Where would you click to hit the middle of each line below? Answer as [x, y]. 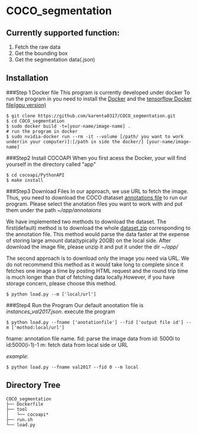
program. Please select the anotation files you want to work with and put [95, 204]
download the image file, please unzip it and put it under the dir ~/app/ [92, 246]
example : [17, 356]
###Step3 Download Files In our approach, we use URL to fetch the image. [97, 191]
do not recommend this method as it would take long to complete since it [95, 264]
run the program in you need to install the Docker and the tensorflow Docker [99, 98]
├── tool [17, 409]
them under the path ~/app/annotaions [54, 210]
